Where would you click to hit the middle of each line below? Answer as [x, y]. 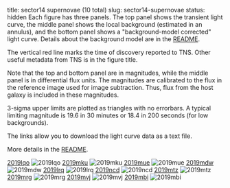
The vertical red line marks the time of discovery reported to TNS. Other [109, 52]
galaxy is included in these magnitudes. [63, 95]
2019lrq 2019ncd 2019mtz [111, 170]
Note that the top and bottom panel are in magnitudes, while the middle [108, 73]
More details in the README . [48, 149]
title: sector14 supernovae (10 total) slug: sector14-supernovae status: [106, 10]
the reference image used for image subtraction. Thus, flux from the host [111, 87]
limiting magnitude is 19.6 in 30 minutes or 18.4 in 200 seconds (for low [108, 115]
